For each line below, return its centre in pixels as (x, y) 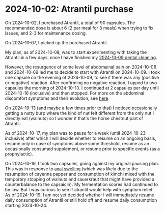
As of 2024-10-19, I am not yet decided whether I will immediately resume (80, 195)
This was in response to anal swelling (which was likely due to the (72, 169)
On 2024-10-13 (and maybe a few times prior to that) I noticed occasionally (81, 108)
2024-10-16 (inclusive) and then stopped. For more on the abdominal (75, 93)
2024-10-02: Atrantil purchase (69, 9)
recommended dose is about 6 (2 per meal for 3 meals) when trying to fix (79, 28)
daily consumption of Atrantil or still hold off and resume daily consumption (81, 200)
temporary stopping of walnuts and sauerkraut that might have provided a (80, 179)
